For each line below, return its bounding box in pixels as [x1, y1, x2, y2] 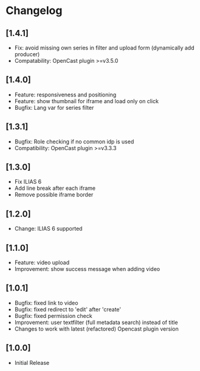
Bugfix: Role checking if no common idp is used [14, 138, 134, 145]
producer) [14, 51, 40, 58]
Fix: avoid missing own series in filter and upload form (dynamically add [14, 44, 195, 51]
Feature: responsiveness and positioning [14, 91, 117, 98]
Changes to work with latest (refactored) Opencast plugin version [14, 325, 179, 333]
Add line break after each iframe [14, 184, 95, 192]
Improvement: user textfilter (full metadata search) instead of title [14, 319, 178, 326]
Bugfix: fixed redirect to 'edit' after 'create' [14, 306, 122, 313]
